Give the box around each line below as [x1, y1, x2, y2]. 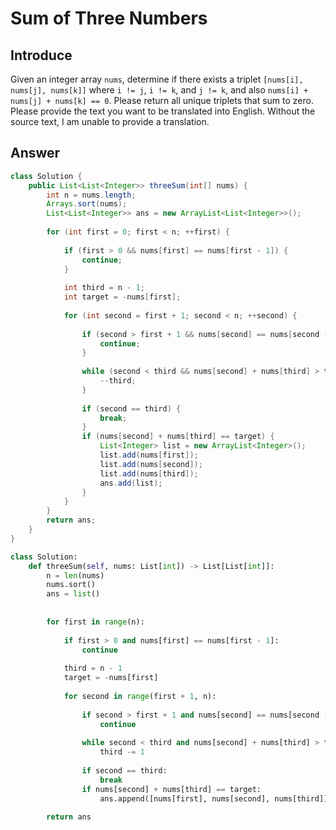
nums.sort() [46, 580, 97, 590]
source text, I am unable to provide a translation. [10, 116, 210, 127]
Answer [10, 145, 61, 162]
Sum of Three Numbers [10, 7, 208, 30]
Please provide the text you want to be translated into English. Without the [10, 105, 316, 117]
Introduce [10, 47, 73, 64]
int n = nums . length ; [46, 190, 137, 200]
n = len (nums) [46, 570, 105, 581]
